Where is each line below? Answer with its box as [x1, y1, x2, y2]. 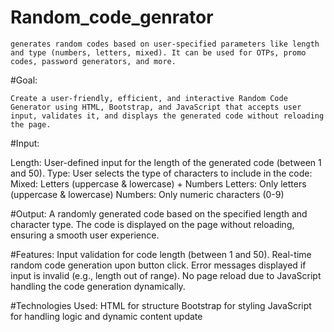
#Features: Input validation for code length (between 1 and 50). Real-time [10, 248, 312, 260]
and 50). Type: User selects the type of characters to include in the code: [10, 167, 313, 179]
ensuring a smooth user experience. [10, 229, 160, 241]
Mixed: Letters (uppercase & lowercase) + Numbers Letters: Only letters [10, 177, 307, 190]
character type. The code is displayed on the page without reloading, [10, 218, 295, 230]
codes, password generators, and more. [10, 56, 177, 66]
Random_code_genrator [10, 6, 214, 29]
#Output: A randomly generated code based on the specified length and [10, 207, 308, 220]
